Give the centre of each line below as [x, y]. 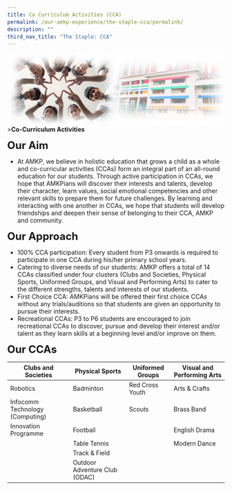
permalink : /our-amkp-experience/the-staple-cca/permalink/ [96, 22]
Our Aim [28, 146]
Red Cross [144, 385]
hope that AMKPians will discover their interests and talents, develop [115, 184]
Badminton [88, 389]
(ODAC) [84, 478]
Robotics [23, 389]
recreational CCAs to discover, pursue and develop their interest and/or [119, 326]
